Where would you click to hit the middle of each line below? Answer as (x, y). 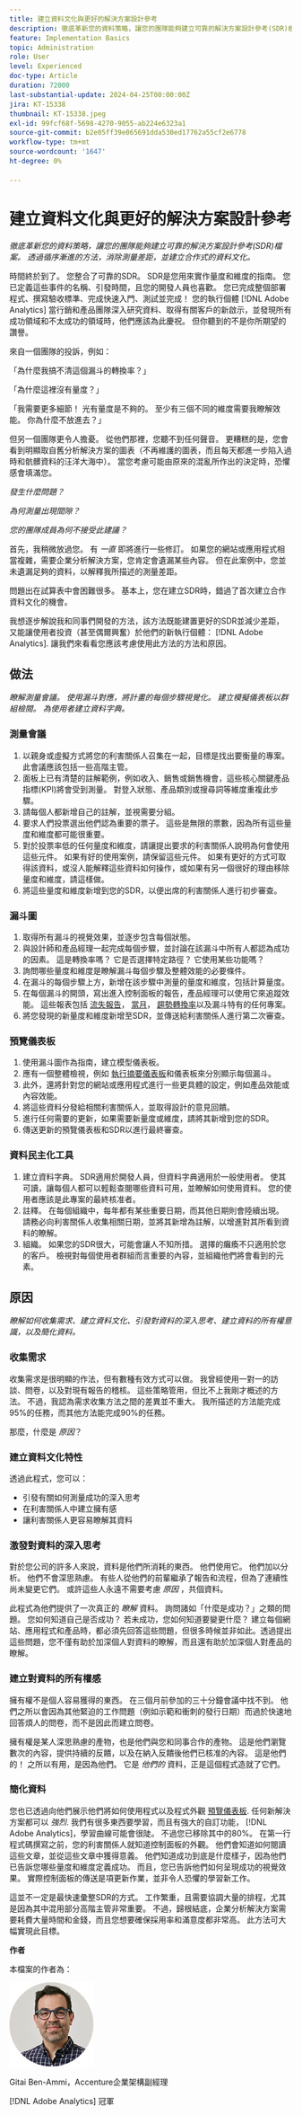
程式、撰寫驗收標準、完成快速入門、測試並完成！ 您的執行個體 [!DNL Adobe (149, 298)
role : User (30, 57)
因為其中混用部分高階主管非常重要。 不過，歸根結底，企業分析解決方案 (147, 1908)
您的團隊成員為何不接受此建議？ (68, 529)
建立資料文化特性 (46, 1457)
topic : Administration (52, 48)
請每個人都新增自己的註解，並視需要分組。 (101, 811)
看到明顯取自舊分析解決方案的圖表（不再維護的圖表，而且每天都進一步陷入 (147, 450)
